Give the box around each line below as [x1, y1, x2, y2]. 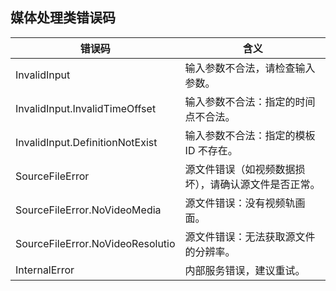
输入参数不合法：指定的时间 [184, 94, 316, 108]
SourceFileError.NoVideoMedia [15, 203, 162, 217]
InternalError [15, 263, 75, 277]
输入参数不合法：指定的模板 [184, 128, 316, 142]
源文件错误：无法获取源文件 [184, 229, 316, 243]
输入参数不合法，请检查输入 [184, 61, 316, 75]
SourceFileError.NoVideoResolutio [15, 236, 176, 250]
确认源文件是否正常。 [219, 177, 321, 191]
